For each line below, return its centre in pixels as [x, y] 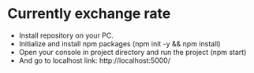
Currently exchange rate [89, 14]
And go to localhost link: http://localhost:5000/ [95, 60]
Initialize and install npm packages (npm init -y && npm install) [120, 43]
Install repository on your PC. [66, 35]
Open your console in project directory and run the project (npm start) [133, 52]
